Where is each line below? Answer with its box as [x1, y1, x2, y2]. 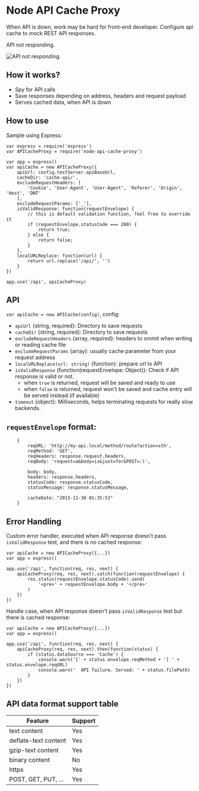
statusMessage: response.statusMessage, [27, 485, 129, 491]
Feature [26, 716, 49, 725]
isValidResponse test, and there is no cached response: [6, 539, 142, 545]
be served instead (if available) [23, 392, 100, 399]
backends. [14, 405, 41, 412]
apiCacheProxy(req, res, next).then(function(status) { [17, 646, 159, 652]
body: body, [27, 469, 58, 475]
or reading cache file [14, 341, 66, 349]
